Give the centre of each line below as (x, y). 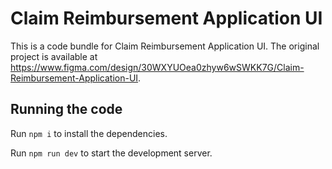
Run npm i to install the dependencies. (89, 133)
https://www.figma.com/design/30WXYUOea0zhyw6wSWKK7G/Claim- (157, 67)
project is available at (54, 56)
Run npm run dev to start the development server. (111, 153)
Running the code (66, 109)
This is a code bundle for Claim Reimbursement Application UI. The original (165, 46)
